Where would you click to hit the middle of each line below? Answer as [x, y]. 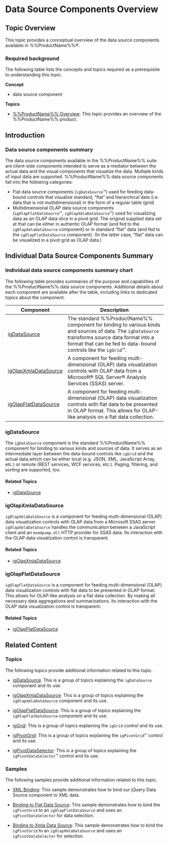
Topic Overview [30, 28]
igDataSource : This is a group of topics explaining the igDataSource [82, 680]
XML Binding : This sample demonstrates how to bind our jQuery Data [84, 790]
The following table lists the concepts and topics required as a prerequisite [82, 70]
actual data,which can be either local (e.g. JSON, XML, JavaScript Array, [80, 459]
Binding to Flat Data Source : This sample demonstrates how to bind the [86, 805]
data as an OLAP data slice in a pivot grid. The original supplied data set [87, 219]
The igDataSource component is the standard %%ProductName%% [75, 443]
